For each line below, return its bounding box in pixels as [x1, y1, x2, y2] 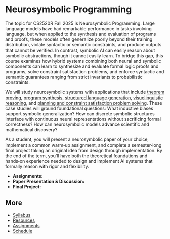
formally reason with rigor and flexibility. [5, 163, 90, 169]
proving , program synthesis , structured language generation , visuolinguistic [5, 94, 163, 101]
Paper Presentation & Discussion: [12, 178, 85, 184]
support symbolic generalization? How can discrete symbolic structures [5, 110, 155, 117]
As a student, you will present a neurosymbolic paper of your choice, [5, 136, 149, 142]
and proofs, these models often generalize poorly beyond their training [5, 36, 153, 42]
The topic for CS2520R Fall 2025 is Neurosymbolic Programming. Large [5, 20, 155, 26]
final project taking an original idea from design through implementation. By [5, 147, 163, 153]
